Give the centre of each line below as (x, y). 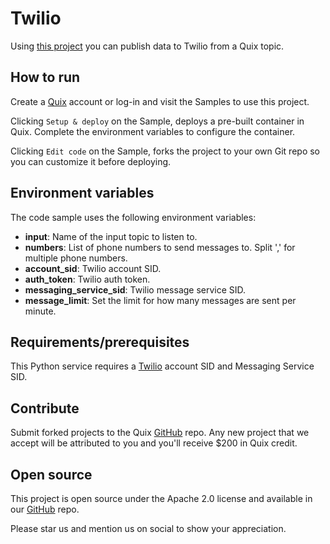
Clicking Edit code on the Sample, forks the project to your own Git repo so (165, 151)
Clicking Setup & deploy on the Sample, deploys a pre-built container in (157, 121)
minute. (40, 311)
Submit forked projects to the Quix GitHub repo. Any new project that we (160, 433)
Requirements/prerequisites (100, 342)
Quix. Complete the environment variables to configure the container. (153, 131)
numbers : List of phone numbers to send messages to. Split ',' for (160, 247)
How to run (45, 77)
